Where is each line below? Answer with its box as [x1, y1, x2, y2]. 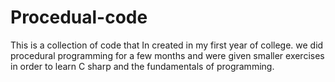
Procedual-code [10, 6, 148, 29]
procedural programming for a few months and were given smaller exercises [10, 49, 325, 61]
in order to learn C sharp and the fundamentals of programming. [10, 60, 275, 72]
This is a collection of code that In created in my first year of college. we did [10, 39, 324, 51]
